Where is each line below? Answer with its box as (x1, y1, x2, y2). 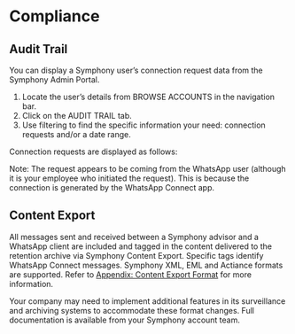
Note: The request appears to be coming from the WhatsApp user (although (9, 164, 286, 174)
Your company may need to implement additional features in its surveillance (9, 295, 286, 307)
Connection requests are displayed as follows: (9, 146, 178, 157)
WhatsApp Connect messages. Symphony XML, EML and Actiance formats (9, 260, 283, 270)
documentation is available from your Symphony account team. (9, 315, 241, 325)
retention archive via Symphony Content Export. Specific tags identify (9, 250, 264, 260)
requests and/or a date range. (21, 129, 131, 139)
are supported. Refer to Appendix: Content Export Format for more (9, 268, 252, 280)
